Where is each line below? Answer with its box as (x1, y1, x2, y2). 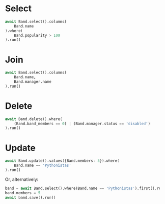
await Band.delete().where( (5, 116, 63, 122)
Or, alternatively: (5, 176, 38, 182)
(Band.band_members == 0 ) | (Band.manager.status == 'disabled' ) (14, 121, 151, 126)
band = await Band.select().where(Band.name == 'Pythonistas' (5, 186, 135, 191)
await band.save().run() (5, 195, 56, 200)
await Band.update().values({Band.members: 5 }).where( (5, 158, 120, 163)
